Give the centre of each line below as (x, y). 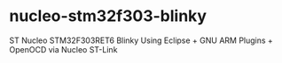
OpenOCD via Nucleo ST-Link (63, 49)
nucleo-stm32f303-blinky (108, 16)
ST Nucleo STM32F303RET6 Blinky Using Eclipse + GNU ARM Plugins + (141, 40)
